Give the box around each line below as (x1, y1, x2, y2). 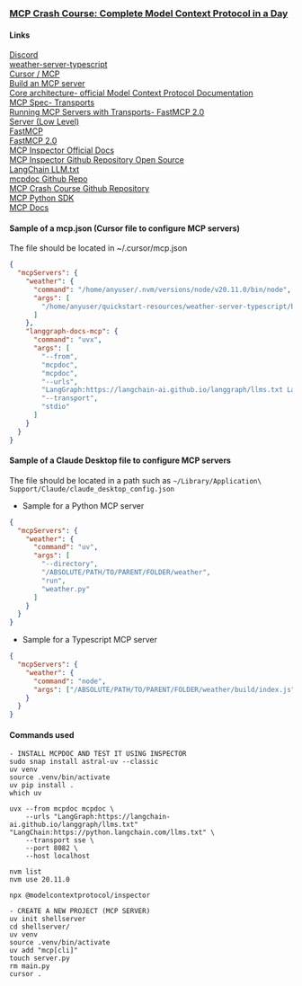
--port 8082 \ (25, 844, 78, 853)
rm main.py (9, 962, 50, 971)
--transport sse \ (25, 836, 94, 845)
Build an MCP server (9, 78, 85, 89)
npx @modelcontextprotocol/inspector (9, 891, 151, 901)
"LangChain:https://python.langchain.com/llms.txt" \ (9, 828, 216, 838)
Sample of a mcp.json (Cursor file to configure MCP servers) (9, 223, 241, 234)
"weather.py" (41, 584, 91, 593)
